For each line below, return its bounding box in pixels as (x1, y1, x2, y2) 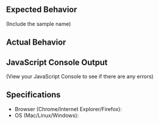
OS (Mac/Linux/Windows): (14, 112, 79, 119)
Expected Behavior (6, 5, 78, 15)
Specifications (6, 90, 61, 100)
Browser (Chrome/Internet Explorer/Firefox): (14, 105, 122, 112)
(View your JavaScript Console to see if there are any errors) (6, 73, 154, 80)
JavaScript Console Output (6, 57, 108, 67)
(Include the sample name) (6, 20, 71, 27)
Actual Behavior (6, 38, 67, 48)
